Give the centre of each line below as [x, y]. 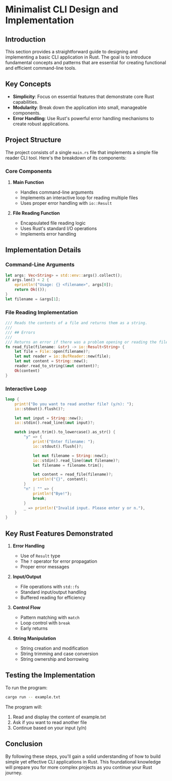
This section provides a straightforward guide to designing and [71, 52]
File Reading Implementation [42, 312]
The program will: [24, 707]
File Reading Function [36, 213]
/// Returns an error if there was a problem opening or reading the [81, 342]
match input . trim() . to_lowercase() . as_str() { [65, 432]
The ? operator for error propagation [59, 561]
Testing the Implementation [50, 675]
